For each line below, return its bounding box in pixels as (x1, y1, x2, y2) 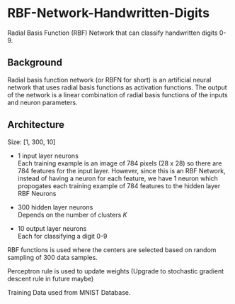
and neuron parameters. (7, 98, 78, 107)
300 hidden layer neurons (17, 202, 93, 211)
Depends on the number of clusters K (17, 210, 127, 219)
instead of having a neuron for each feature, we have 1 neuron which (17, 174, 218, 183)
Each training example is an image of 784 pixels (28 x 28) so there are (17, 158, 222, 168)
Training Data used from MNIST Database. (7, 288, 131, 296)
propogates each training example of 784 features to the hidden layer (17, 181, 221, 190)
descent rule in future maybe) (7, 274, 94, 283)
